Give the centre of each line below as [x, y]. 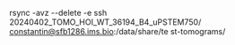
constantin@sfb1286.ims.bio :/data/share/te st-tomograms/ [117, 31]
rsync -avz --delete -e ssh [58, 13]
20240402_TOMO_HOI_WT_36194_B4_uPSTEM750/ [105, 22]
